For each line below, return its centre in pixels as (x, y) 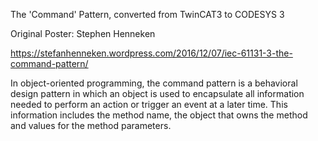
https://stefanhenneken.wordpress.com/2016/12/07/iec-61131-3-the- (151, 53)
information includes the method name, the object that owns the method (159, 115)
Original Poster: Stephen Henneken (83, 33)
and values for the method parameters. (91, 125)
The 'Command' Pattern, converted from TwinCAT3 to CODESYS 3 (147, 14)
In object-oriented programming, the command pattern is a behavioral (154, 83)
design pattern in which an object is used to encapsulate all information (157, 93)
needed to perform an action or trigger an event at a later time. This (149, 104)
